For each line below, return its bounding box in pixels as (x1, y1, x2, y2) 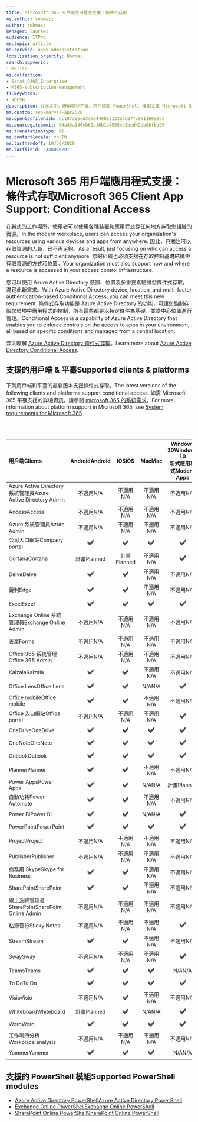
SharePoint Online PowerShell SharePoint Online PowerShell (14, 1109, 160, 1116)
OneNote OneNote (8, 739, 52, 746)
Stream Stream (8, 937, 44, 945)
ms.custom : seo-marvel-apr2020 (6, 109, 83, 115)
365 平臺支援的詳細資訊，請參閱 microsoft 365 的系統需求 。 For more (6, 396, 174, 403)
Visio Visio (8, 994, 32, 1001)
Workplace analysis (8, 1039, 56, 1046)
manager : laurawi (6, 28, 49, 34)
